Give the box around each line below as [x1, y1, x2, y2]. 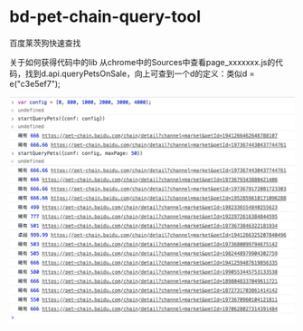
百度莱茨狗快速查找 [9, 37, 81, 48]
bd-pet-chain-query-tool [9, 6, 202, 27]
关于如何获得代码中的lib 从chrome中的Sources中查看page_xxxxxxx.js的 [9, 56, 276, 67]
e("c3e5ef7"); [9, 78, 61, 89]
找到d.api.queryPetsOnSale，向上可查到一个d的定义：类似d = [24, 68, 255, 79]
